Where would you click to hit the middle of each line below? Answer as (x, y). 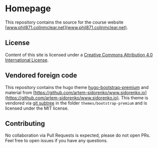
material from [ (20, 92)
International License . (27, 60)
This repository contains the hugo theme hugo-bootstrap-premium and (77, 87)
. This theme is (133, 98)
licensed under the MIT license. (37, 108)
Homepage (28, 9)
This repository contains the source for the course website (64, 22)
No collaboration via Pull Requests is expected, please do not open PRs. (78, 135)
